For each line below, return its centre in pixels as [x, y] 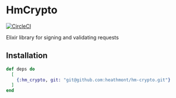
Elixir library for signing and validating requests [63, 37]
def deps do [20, 69]
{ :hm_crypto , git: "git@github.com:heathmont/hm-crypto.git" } [94, 80]
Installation [27, 56]
